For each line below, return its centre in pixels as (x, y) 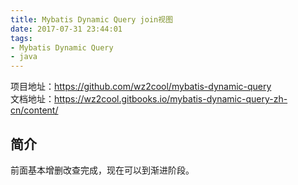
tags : (21, 38)
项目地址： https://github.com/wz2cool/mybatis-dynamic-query (141, 87)
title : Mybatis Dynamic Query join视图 (92, 19)
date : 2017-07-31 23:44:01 (66, 29)
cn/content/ (34, 110)
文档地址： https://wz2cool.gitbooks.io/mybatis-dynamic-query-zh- (149, 99)
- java (24, 57)
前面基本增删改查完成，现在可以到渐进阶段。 (102, 170)
